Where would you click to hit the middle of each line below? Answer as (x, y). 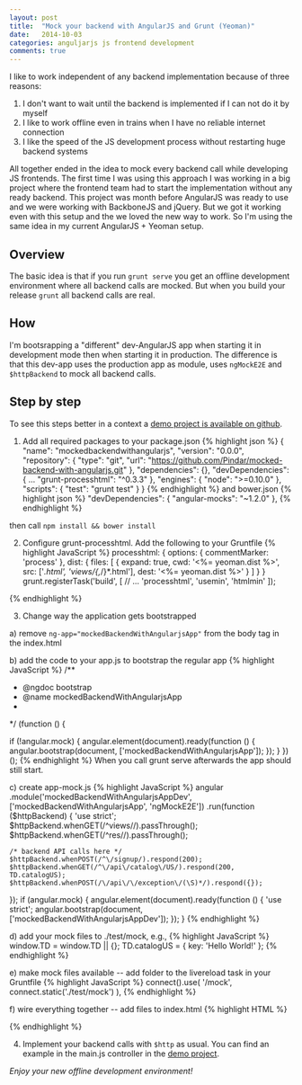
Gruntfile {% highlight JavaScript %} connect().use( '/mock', (121, 982)
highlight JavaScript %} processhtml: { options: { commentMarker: (146, 552)
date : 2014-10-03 (46, 34)
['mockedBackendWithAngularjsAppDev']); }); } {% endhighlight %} (135, 919)
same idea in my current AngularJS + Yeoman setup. (107, 227)
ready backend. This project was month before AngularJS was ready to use (149, 198)
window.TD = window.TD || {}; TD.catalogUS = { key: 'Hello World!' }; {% (143, 946)
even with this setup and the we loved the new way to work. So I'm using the (151, 217)
